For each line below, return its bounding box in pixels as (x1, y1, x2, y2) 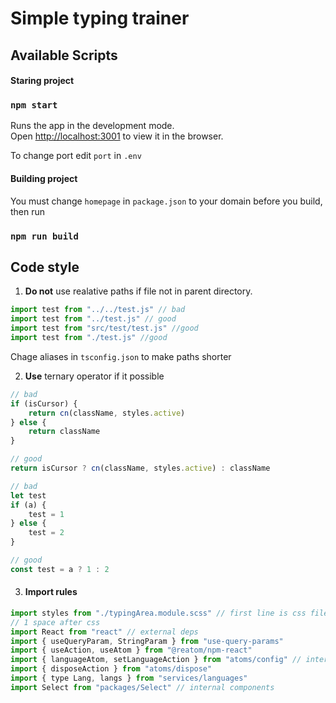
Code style (10, 258, 80, 276)
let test (10, 490, 47, 501)
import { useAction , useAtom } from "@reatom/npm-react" (10, 645, 253, 656)
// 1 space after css (10, 617, 101, 627)
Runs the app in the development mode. (10, 120, 175, 132)
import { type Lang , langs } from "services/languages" (10, 673, 248, 684)
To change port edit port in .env (10, 150, 142, 162)
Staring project (10, 75, 75, 87)
